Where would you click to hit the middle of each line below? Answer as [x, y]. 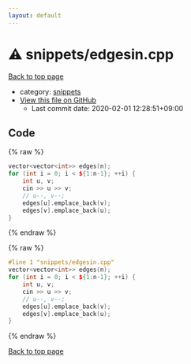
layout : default [35, 15]
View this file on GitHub [58, 100]
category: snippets [50, 91]
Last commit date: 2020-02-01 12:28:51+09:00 [107, 108]
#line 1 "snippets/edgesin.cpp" [61, 262]
